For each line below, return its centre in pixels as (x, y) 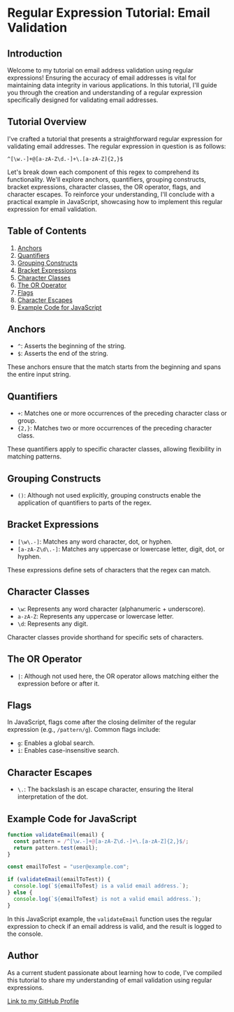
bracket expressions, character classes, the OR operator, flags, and (104, 187)
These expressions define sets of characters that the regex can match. (109, 570)
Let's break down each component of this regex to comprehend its (103, 172)
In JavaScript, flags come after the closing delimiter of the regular (102, 722)
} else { (20, 892)
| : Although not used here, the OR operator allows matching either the (118, 676)
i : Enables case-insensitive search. (68, 751)
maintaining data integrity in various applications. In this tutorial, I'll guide (112, 85)
